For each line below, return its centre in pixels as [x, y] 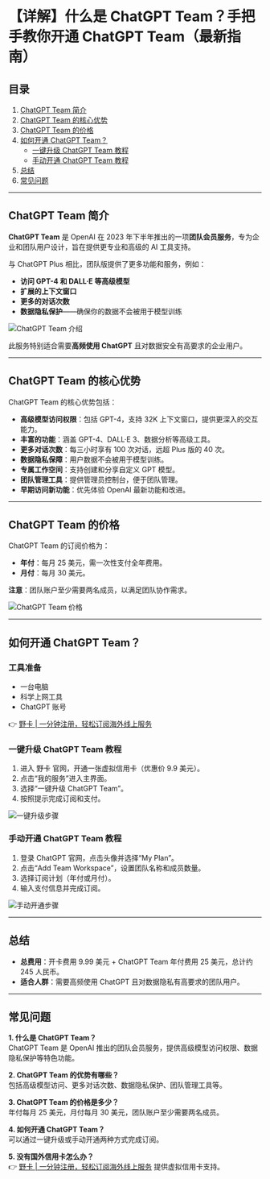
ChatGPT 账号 [43, 707]
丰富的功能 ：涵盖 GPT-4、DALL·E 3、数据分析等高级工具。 [117, 439]
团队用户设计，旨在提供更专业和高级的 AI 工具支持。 [108, 247]
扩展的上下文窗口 [48, 291]
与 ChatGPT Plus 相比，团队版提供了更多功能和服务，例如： [107, 264]
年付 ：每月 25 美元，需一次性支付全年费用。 [93, 563]
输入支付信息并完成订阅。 [62, 888]
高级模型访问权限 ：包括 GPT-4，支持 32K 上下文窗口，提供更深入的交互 [139, 419]
